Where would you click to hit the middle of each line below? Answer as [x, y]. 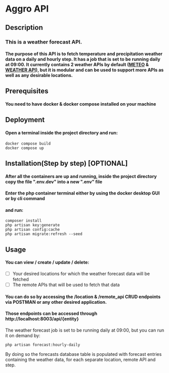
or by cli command [25, 199]
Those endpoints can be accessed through [51, 313]
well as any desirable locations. [39, 75]
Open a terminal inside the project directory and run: [61, 133]
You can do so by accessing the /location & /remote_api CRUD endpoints [83, 297]
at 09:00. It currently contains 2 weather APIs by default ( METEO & [77, 65]
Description [24, 28]
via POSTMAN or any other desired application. [56, 302]
